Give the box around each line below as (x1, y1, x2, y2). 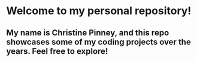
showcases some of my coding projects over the (6, 37, 192, 47)
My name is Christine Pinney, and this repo (6, 28, 169, 38)
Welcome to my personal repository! (6, 4, 192, 18)
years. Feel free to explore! (6, 46, 108, 56)
